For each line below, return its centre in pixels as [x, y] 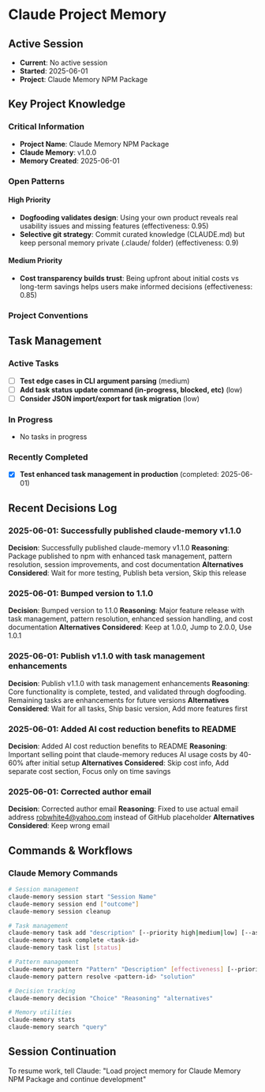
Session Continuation [62, 1052]
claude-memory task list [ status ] [65, 948]
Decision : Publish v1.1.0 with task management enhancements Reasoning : [129, 683]
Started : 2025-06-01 [54, 71]
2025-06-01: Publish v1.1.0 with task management [106, 656]
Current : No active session [63, 62]
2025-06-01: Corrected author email [80, 791]
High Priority [30, 200]
